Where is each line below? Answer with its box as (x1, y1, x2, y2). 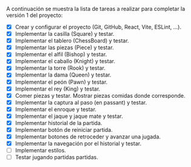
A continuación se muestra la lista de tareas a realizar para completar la (6, 5, 186, 12)
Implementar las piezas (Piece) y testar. (15, 44, 114, 51)
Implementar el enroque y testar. (15, 106, 97, 113)
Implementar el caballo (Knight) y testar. (15, 58, 115, 65)
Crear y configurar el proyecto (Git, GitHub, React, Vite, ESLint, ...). (15, 24, 182, 30)
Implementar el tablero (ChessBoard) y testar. (15, 37, 129, 44)
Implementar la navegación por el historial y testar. (15, 140, 141, 148)
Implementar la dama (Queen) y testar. (15, 71, 112, 78)
